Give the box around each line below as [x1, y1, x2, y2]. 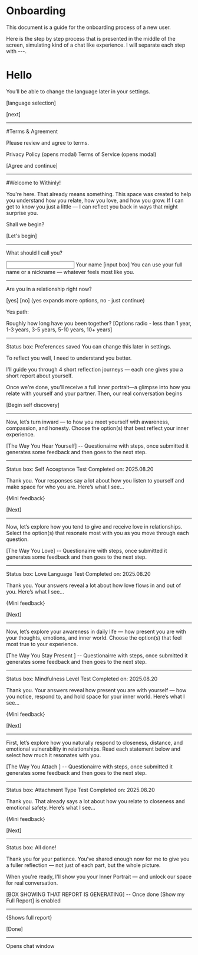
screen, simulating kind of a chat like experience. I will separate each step [6, 41, 186, 48]
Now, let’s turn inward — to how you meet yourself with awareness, [6, 418, 170, 425]
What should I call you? [6, 249, 63, 256]
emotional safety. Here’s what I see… [6, 804, 95, 811]
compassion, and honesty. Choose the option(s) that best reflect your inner [6, 424, 189, 432]
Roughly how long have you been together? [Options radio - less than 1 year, [6, 320, 192, 327]
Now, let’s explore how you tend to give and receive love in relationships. [6, 523, 183, 530]
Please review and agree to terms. [6, 139, 90, 146]
